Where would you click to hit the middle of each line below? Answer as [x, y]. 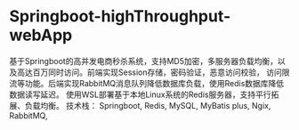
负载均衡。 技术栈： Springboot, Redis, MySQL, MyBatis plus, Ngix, [148, 105]
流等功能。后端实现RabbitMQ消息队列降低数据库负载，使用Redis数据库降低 [147, 83]
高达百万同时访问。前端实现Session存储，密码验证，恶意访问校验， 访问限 [153, 72]
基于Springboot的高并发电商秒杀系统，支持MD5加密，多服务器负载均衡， [144, 61]
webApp [41, 35]
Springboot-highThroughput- [120, 16]
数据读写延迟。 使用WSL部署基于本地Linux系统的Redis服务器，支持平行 [140, 94]
